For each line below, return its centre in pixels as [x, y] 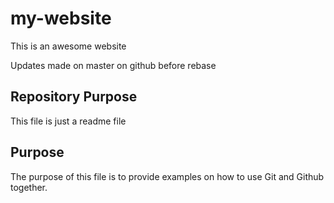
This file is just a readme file [68, 121]
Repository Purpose [74, 97]
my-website [61, 18]
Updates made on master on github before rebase [113, 65]
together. [29, 187]
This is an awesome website [68, 46]
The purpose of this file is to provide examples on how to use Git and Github [167, 176]
